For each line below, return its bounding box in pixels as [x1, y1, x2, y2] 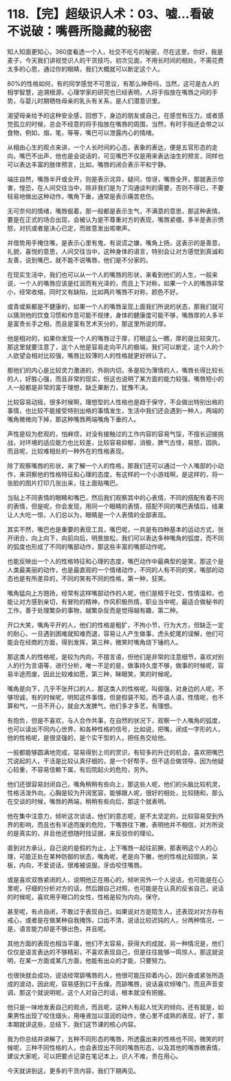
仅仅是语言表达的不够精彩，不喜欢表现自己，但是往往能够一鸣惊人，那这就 [7, 947, 218, 956]
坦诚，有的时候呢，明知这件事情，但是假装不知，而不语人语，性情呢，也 [12, 693, 218, 701]
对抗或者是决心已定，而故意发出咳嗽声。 [19, 224, 134, 232]
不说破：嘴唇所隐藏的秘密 [7, 23, 153, 39]
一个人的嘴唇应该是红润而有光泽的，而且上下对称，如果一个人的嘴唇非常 [19, 279, 224, 287]
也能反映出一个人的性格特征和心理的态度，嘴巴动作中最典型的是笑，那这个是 [7, 557, 224, 565]
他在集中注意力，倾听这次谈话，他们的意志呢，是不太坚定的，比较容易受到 [7, 812, 218, 820]
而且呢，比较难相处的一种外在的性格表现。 [7, 447, 128, 455]
